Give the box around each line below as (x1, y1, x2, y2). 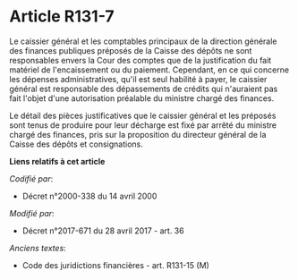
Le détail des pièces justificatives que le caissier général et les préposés (9, 110, 277, 121)
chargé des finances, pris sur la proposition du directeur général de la (9, 129, 267, 139)
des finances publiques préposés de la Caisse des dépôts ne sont (9, 45, 252, 55)
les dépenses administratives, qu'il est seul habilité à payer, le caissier (9, 73, 268, 84)
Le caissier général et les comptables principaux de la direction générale (9, 36, 277, 46)
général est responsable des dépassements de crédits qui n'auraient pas (9, 83, 278, 94)
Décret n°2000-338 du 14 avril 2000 (21, 190, 158, 201)
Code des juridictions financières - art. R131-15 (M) (21, 259, 210, 270)
